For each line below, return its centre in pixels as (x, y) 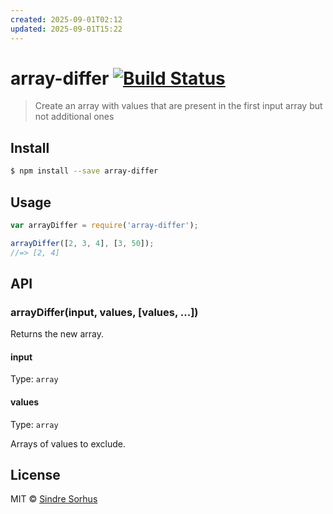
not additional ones (74, 117)
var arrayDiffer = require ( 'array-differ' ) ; (104, 225)
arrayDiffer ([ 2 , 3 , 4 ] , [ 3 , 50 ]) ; (82, 243)
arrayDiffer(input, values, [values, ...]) (104, 312)
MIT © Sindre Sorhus (54, 499)
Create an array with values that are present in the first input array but (178, 106)
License (35, 475)
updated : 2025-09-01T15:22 (66, 29)
